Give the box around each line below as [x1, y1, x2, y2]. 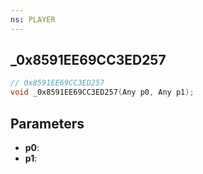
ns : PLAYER [10, 14, 56, 25]
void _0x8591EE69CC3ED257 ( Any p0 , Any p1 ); [10, 87, 195, 98]
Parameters [10, 115, 85, 132]
